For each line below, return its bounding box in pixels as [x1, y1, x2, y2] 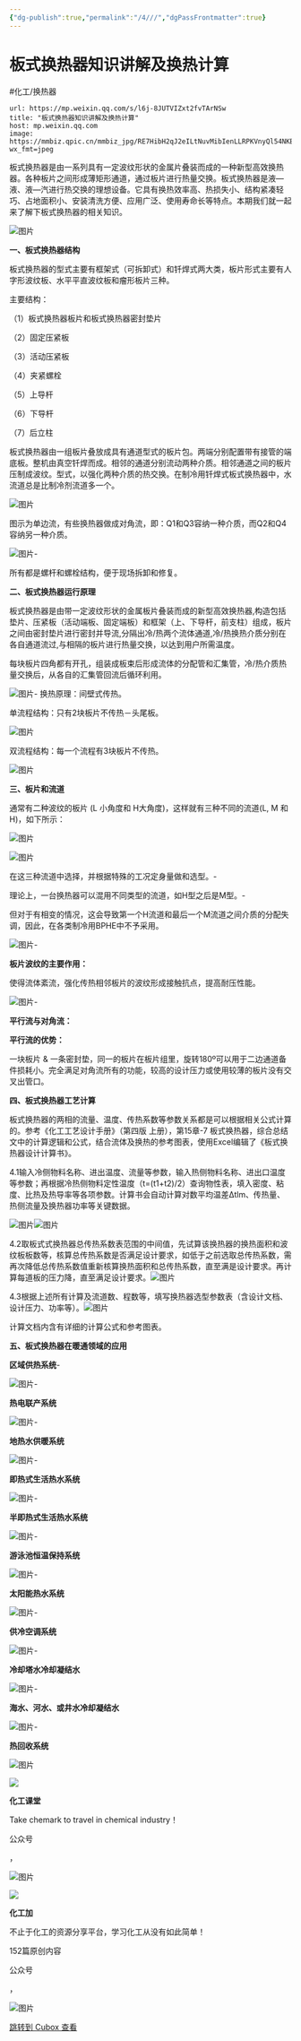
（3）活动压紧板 [9, 350, 70, 361]
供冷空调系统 [9, 1626, 56, 1637]
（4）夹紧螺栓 [9, 369, 63, 381]
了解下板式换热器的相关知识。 [16, 206, 127, 217]
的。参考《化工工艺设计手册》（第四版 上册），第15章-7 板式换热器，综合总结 [9, 1125, 288, 1136]
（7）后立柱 [9, 427, 54, 437]
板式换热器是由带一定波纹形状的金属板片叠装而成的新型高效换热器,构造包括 [9, 605, 287, 616]
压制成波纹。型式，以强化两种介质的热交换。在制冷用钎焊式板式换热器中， [9, 468, 284, 480]
